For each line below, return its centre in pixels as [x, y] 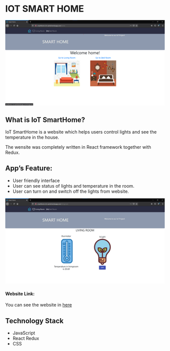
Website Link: [20, 293]
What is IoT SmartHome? [45, 120]
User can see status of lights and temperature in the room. [73, 186]
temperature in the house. [32, 137]
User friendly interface [36, 181]
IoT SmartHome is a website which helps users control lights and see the [81, 131]
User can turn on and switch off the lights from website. [71, 191]
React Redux [26, 338]
